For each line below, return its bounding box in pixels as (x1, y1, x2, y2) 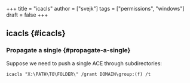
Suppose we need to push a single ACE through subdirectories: (6, 59, 163, 67)
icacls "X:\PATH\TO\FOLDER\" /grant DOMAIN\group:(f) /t (6, 71, 151, 77)
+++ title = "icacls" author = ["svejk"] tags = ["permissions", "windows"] (6, 5, 185, 12)
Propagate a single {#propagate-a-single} (6, 46, 131, 55)
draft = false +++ (6, 11, 48, 18)
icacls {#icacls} (6, 28, 66, 39)
